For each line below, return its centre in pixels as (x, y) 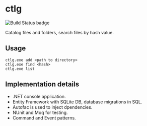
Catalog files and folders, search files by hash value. (60, 32)
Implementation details (42, 84)
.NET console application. (39, 96)
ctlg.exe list (20, 69)
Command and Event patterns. (44, 118)
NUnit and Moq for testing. (40, 112)
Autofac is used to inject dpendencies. (52, 107)
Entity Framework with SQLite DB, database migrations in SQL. (77, 102)
